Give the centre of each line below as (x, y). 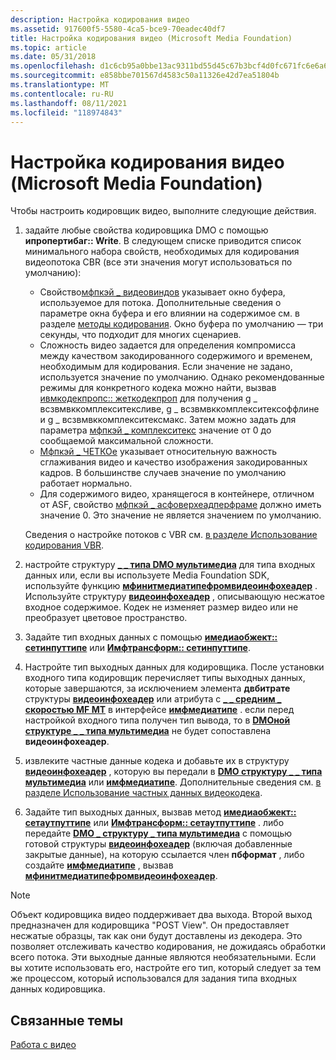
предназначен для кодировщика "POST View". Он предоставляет (150, 925)
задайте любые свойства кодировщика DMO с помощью (146, 230)
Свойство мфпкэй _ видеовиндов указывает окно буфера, (162, 292)
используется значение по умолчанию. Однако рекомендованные (182, 377)
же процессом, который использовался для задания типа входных (154, 978)
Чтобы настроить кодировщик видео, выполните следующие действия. (163, 211)
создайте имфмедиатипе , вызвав (99, 865)
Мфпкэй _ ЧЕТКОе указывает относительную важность (158, 452)
